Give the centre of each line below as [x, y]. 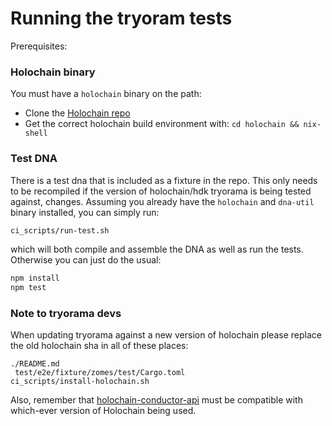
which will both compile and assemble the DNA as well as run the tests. [157, 249]
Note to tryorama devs [66, 314]
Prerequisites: [39, 46]
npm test [28, 288]
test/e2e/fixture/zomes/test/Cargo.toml [100, 373]
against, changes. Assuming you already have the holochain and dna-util [162, 201]
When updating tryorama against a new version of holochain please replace [166, 335]
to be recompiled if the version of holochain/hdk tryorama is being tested [161, 191]
